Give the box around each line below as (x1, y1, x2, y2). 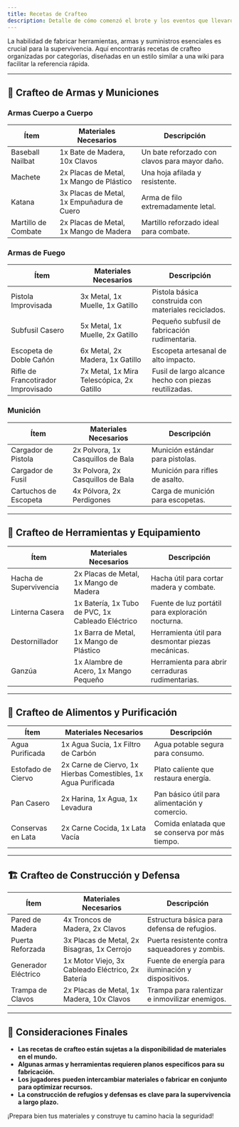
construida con (152, 296, 203, 306)
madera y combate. (150, 582, 216, 592)
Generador (11, 960, 48, 970)
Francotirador (11, 375, 57, 385)
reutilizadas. (152, 384, 193, 394)
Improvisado (11, 384, 53, 394)
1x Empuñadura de (59, 197, 123, 207)
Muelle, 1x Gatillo (80, 301, 139, 311)
